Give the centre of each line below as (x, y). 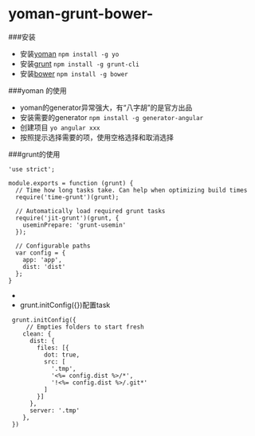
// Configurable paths (53, 246)
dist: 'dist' (44, 267)
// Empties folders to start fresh (85, 327)
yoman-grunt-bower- (81, 14)
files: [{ (53, 348)
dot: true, (62, 355)
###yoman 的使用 (37, 90)
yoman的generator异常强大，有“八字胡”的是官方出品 (106, 107)
